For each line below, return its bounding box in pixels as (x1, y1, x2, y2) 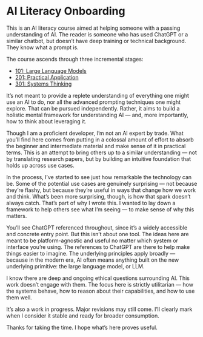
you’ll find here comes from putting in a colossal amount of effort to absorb (6, 135, 194, 143)
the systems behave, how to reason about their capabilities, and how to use (6, 287, 195, 294)
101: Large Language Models (15, 67, 87, 74)
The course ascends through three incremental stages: (6, 55, 144, 63)
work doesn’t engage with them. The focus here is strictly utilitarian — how (6, 281, 194, 288)
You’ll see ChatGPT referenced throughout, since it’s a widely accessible (6, 223, 188, 231)
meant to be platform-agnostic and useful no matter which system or (6, 237, 179, 244)
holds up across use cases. (6, 162, 75, 169)
